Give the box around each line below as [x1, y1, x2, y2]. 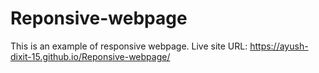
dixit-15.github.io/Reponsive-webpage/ [10, 50, 171, 62]
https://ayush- [249, 40, 309, 52]
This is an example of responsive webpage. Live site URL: [10, 40, 248, 52]
